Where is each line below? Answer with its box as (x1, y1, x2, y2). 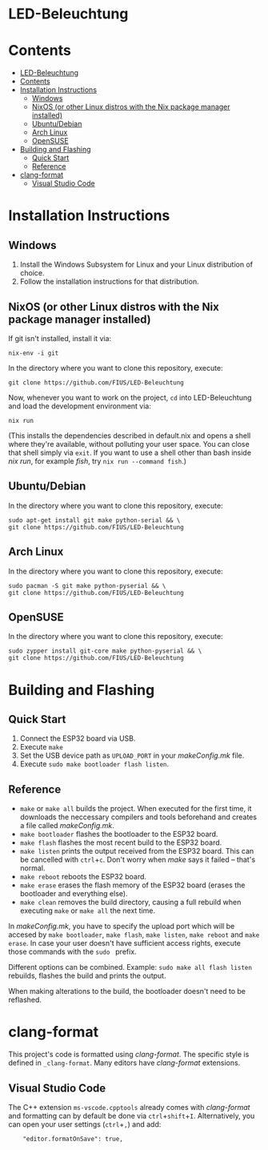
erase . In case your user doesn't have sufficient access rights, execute (8, 939, 242, 948)
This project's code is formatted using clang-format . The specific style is (8, 1050, 250, 1060)
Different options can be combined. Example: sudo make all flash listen (8, 963, 252, 972)
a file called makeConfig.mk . (19, 821, 114, 830)
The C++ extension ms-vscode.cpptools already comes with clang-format (8, 1102, 250, 1112)
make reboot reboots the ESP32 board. (19, 872, 146, 882)
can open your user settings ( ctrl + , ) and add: (8, 1119, 162, 1129)
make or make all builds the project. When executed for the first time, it (19, 804, 252, 814)
